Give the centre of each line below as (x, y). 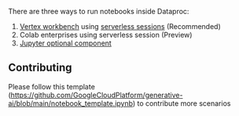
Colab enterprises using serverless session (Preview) (106, 35)
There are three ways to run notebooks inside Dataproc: (99, 11)
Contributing (40, 68)
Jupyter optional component (65, 43)
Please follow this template (52, 86)
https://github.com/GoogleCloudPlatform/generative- (97, 95)
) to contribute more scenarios (182, 103)
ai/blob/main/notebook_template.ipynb (71, 103)
